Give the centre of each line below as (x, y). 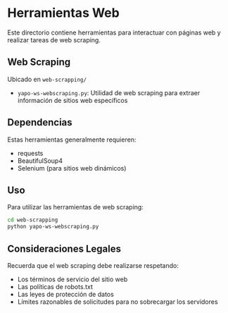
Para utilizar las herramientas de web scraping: (76, 207)
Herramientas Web (63, 13)
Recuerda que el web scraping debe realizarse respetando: (93, 265)
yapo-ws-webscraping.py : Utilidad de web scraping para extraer (109, 92)
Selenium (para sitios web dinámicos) (72, 168)
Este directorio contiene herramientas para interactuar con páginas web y (114, 32)
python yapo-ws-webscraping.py (53, 227)
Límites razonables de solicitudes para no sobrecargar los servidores (118, 302)
